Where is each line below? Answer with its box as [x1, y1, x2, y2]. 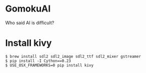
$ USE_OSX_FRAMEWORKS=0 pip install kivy [5, 62, 94, 68]
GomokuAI [5, 3, 51, 15]
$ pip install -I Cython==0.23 [5, 58, 71, 63]
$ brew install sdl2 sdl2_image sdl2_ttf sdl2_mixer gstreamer [5, 54, 141, 59]
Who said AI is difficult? [5, 20, 55, 26]
